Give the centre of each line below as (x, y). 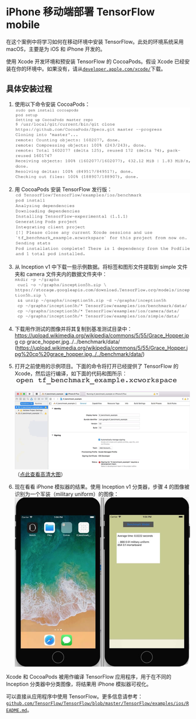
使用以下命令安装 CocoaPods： (52, 104)
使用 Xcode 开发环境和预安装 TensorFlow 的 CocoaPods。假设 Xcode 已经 (95, 61)
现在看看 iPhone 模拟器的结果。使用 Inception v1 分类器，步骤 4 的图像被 (102, 486)
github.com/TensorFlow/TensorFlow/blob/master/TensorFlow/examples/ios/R (98, 703)
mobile (23, 25)
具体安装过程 (29, 89)
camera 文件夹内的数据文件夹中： (67, 274)
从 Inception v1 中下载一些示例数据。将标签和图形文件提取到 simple (95, 267)
